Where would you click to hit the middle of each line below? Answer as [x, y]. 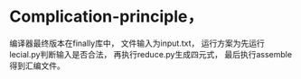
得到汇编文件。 [37, 66]
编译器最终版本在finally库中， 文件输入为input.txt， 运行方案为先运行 [137, 43]
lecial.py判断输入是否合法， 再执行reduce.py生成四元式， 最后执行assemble [150, 54]
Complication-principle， [106, 17]
